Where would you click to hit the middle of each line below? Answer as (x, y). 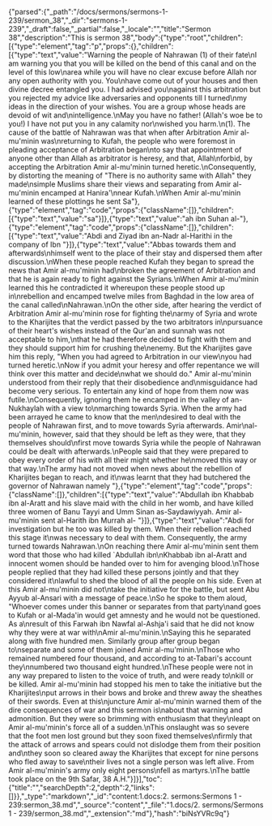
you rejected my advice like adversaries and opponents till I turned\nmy (128, 98)
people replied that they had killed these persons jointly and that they (124, 572)
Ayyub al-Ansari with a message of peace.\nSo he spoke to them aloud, (128, 598)
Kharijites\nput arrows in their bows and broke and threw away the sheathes (136, 693)
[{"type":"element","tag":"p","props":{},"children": (91, 46)
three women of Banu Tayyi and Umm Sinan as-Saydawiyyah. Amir (120, 512)
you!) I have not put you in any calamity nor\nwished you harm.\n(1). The (130, 124)
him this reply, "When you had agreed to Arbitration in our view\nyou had (130, 357)
